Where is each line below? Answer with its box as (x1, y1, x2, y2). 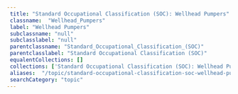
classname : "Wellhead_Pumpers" (9, 17, 106, 24)
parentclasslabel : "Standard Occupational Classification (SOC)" (9, 50, 207, 57)
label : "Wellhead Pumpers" (9, 23, 90, 30)
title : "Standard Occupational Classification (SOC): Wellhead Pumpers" (9, 10, 230, 18)
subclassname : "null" (9, 30, 74, 37)
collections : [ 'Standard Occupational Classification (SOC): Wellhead (9, 63, 223, 70)
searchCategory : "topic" (9, 76, 83, 83)
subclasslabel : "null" (9, 37, 77, 44)
